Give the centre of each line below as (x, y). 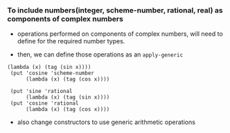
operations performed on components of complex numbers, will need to (120, 34)
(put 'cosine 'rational (44, 103)
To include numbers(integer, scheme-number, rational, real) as (115, 10)
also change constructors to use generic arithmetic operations (106, 122)
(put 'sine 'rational (41, 92)
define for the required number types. (71, 41)
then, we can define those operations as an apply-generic (100, 54)
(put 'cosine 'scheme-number (52, 73)
